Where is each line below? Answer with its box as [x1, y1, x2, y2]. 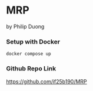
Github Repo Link [6, 65, 57, 73]
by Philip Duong [6, 23, 45, 30]
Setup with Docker [6, 38, 61, 46]
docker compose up [6, 51, 51, 57]
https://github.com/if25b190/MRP [6, 77, 87, 85]
